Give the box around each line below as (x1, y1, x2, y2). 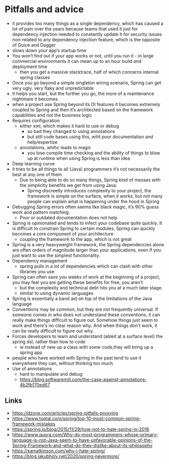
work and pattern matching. (12, 209, 70, 215)
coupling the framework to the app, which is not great (19, 236, 132, 242)
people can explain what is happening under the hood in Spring (27, 198, 160, 204)
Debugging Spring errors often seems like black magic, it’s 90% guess (12, 204, 159, 210)
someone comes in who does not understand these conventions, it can (12, 311, 160, 318)
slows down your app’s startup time (12, 47, 87, 53)
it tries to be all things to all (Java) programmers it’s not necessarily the (12, 166, 160, 172)
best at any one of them (12, 171, 62, 177)
